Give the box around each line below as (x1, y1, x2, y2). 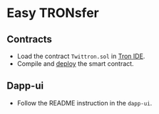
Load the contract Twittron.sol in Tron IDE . (16, 52, 145, 60)
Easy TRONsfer (6, 5, 99, 21)
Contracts (6, 33, 53, 45)
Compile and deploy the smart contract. (16, 59, 134, 68)
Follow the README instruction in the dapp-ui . (16, 98, 153, 107)
